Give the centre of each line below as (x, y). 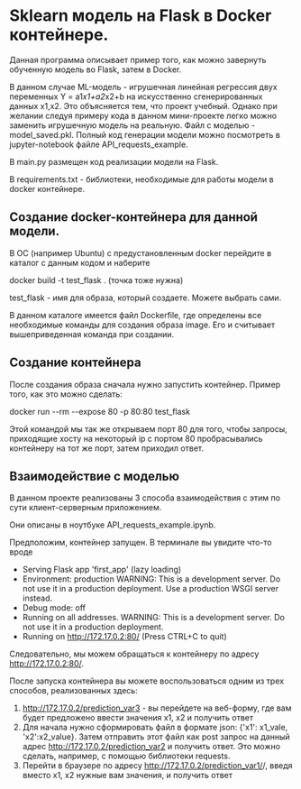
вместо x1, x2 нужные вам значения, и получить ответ (127, 775)
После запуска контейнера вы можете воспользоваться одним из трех (147, 681)
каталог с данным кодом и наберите (80, 262)
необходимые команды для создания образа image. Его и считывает (142, 325)
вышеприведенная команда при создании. (92, 334)
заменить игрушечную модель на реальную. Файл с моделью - (132, 125)
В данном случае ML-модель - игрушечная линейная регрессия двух (143, 87)
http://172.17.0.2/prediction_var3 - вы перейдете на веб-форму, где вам (157, 708)
